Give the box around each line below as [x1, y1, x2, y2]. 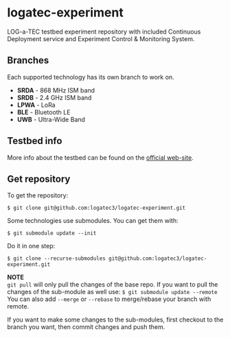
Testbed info [7, 135, 62, 147]
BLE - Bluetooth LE [16, 108, 71, 116]
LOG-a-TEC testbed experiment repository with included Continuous [7, 27, 201, 36]
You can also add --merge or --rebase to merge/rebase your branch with [7, 295, 211, 303]
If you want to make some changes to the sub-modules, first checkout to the [7, 315, 224, 324]
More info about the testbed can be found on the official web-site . [7, 153, 194, 162]
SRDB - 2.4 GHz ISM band [16, 93, 92, 101]
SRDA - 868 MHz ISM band [16, 86, 95, 94]
